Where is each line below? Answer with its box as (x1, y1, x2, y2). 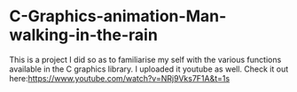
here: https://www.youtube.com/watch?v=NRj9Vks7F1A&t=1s (9, 73, 231, 83)
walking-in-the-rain (9, 25, 158, 45)
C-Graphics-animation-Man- (9, 6, 227, 27)
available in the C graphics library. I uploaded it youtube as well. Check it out (9, 64, 289, 74)
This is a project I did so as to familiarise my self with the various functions (9, 54, 282, 65)
